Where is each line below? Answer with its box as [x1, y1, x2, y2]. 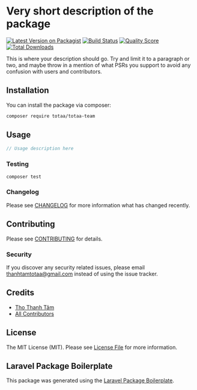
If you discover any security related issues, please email [6, 263, 145, 271]
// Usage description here [6, 146, 74, 152]
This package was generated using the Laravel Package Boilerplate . [6, 377, 175, 384]
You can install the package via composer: [6, 101, 111, 109]
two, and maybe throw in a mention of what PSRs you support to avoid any [6, 61, 191, 69]
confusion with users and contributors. [6, 68, 102, 75]
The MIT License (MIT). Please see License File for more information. [6, 344, 177, 351]
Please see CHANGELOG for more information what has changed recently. [6, 201, 190, 209]
